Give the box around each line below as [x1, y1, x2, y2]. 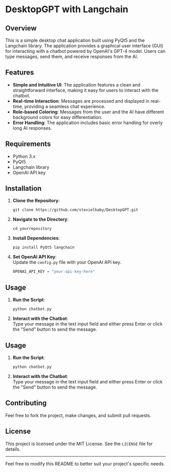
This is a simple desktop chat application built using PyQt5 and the [5, 37, 145, 43]
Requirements [5, 140, 51, 149]
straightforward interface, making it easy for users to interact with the [12, 87, 159, 93]
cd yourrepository [12, 226, 52, 231]
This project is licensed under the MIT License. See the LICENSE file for [5, 440, 153, 447]
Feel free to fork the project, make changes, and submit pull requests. [5, 412, 152, 418]
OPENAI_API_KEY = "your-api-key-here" [12, 269, 95, 274]
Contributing [5, 399, 47, 407]
